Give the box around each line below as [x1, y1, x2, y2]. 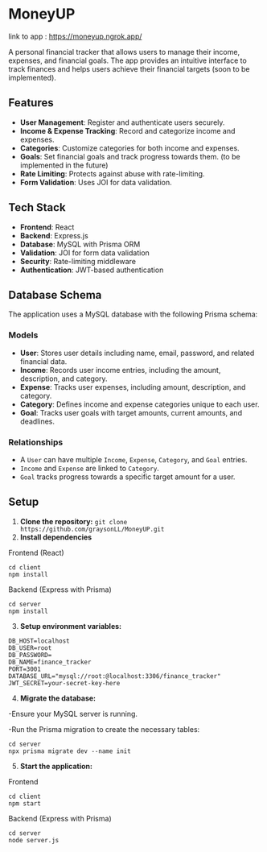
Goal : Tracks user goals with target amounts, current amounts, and [19, 407, 243, 417]
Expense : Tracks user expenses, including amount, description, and [19, 382, 246, 391]
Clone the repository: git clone [19, 516, 128, 526]
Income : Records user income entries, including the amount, [19, 365, 221, 374]
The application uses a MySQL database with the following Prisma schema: [8, 309, 258, 319]
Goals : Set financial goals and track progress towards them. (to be [19, 151, 240, 161]
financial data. [19, 356, 68, 366]
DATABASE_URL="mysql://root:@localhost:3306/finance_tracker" [8, 672, 221, 680]
